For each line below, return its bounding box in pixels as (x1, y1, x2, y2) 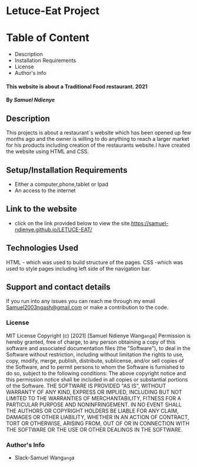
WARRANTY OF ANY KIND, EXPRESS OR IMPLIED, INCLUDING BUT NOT (6, 388, 182, 396)
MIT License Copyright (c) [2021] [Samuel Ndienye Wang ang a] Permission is (6, 332, 191, 339)
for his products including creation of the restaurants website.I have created (6, 142, 190, 149)
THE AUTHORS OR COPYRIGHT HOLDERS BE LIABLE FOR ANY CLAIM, (6, 407, 179, 414)
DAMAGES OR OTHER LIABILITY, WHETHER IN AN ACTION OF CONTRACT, (6, 413, 189, 420)
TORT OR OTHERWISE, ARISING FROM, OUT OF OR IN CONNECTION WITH (6, 420, 190, 427)
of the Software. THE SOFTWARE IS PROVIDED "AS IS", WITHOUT (6, 382, 166, 389)
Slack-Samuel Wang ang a (14, 454, 75, 461)
